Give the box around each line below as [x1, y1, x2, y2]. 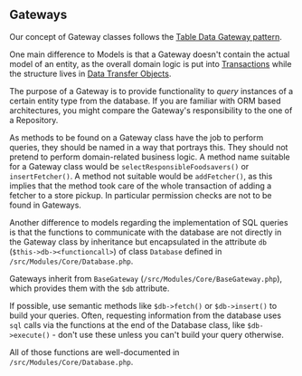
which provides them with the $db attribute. [9, 283, 170, 294]
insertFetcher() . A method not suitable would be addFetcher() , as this [9, 170, 273, 181]
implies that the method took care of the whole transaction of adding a [9, 180, 272, 191]
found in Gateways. [9, 199, 81, 210]
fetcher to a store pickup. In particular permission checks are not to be [9, 189, 272, 200]
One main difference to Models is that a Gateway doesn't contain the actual [9, 49, 290, 60]
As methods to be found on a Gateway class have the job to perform [9, 131, 264, 143]
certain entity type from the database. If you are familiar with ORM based [9, 95, 282, 106]
